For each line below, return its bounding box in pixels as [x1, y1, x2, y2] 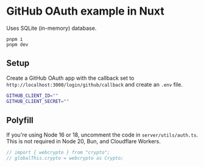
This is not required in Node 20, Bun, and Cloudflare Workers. [6, 138, 161, 145]
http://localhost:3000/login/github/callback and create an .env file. [6, 80, 183, 88]
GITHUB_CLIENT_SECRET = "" [6, 98, 69, 104]
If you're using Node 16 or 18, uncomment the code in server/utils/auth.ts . [6, 131, 199, 138]
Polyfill [6, 115, 33, 126]
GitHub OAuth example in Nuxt [6, 4, 164, 18]
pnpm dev [6, 41, 29, 48]
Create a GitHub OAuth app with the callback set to [6, 74, 135, 82]
